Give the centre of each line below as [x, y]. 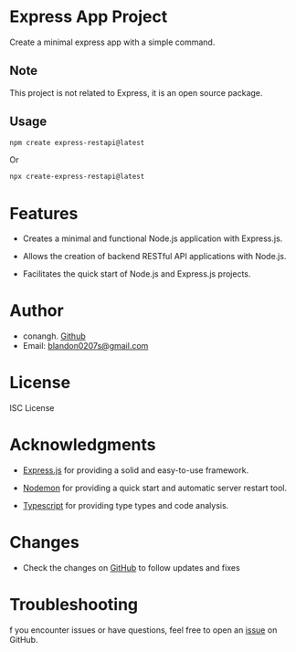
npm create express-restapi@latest [77, 142]
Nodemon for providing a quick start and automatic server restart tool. [155, 488]
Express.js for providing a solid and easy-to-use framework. [136, 470]
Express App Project [89, 17]
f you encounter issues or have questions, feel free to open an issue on [143, 630]
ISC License [32, 408]
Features [44, 213]
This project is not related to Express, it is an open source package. [136, 92]
